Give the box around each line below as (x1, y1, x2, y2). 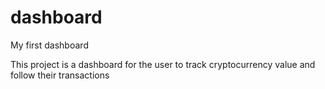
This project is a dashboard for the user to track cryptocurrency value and (10, 58, 316, 70)
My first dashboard (10, 39, 89, 51)
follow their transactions (10, 69, 110, 81)
